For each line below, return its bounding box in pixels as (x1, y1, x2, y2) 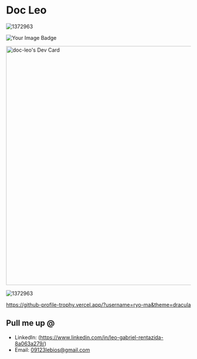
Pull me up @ (6, 318, 55, 328)
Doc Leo (6, 4, 47, 17)
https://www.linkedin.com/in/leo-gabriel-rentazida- (40, 334, 164, 341)
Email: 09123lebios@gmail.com (14, 346, 90, 353)
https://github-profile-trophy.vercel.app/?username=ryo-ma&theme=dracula (6, 301, 191, 308)
